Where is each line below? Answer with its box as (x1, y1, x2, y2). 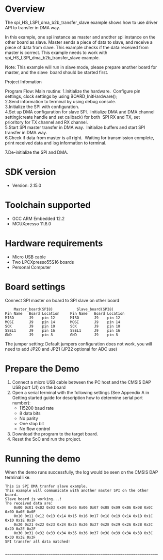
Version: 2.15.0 (12, 182, 42, 188)
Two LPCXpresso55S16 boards (12, 259, 74, 265)
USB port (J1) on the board (12, 384, 66, 390)
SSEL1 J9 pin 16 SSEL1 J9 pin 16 (5, 328, 120, 333)
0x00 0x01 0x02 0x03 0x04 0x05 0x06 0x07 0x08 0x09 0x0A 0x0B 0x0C (14, 505, 153, 510)
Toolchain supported (5, 199, 91, 211)
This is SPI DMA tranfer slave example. (5, 484, 88, 488)
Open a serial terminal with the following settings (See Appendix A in (12, 389, 149, 395)
